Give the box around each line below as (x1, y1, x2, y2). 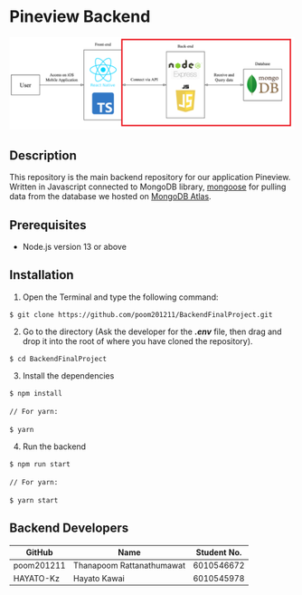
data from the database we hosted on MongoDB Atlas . (9, 191, 212, 202)
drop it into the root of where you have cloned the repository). (22, 335, 253, 346)
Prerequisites (9, 217, 87, 233)
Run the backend (22, 441, 87, 452)
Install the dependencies (22, 369, 115, 381)
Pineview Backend (9, 6, 151, 27)
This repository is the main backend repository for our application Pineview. (9, 172, 291, 183)
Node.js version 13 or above (22, 241, 127, 252)
